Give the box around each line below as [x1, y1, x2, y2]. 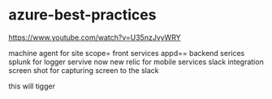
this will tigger [8, 81, 55, 91]
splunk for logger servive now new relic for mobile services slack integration [8, 57, 264, 67]
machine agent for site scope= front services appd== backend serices [8, 48, 245, 58]
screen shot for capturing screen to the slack [8, 65, 159, 75]
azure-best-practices [8, 6, 157, 24]
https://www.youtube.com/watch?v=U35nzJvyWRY [8, 32, 181, 42]
